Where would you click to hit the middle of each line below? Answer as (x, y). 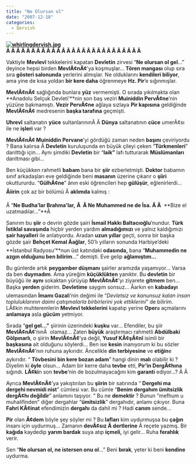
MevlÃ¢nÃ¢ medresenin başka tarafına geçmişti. (66, 111)
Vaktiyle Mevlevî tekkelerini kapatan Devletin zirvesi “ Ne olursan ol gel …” (95, 62)
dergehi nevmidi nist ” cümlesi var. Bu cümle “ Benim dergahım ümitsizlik (94, 390)
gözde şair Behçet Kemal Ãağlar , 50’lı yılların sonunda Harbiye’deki (87, 242)
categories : (20, 22)
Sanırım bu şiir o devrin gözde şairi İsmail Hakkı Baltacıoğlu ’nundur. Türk (95, 223)
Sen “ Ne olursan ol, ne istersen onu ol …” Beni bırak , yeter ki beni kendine (96, 450)
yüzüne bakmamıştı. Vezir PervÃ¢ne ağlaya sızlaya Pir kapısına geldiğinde (96, 105)
